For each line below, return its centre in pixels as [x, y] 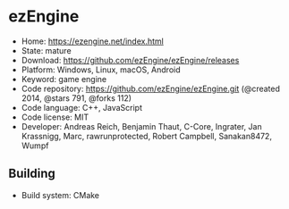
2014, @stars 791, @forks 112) [76, 98]
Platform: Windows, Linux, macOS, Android [101, 70]
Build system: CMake [60, 195]
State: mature [47, 50]
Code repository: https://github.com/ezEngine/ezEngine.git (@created [151, 88]
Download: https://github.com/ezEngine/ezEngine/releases [130, 60]
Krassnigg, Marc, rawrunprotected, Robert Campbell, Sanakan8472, [146, 136]
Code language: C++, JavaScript [82, 107]
